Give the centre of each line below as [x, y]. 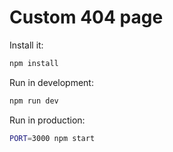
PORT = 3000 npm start [52, 138]
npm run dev [34, 101]
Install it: [26, 45]
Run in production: [47, 120]
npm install [34, 63]
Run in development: [51, 82]
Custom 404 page [86, 17]
